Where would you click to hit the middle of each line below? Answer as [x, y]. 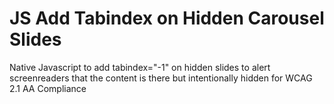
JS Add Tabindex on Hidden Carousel [167, 18]
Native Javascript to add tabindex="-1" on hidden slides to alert [140, 67]
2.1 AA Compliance [48, 88]
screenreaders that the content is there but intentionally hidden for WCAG [161, 78]
